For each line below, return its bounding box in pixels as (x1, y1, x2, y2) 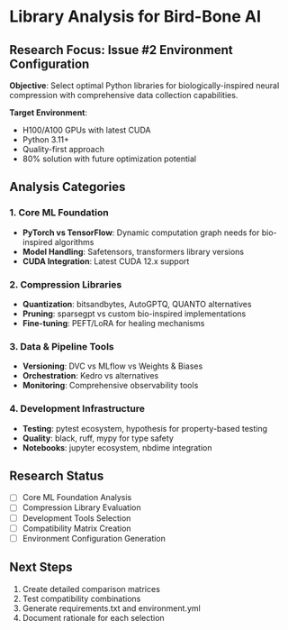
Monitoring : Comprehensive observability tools (22, 380, 199, 391)
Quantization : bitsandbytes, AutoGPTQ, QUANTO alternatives (22, 298, 252, 309)
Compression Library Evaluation (22, 502, 141, 513)
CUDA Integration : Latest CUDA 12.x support (22, 255, 190, 267)
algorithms (54, 236, 94, 247)
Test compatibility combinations (22, 593, 141, 604)
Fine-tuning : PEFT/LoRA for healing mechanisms (22, 317, 205, 328)
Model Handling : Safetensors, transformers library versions (22, 246, 245, 257)
